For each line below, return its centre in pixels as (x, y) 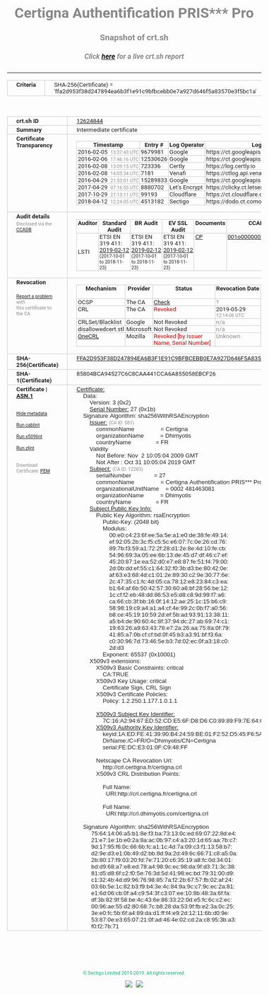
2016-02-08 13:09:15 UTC (108, 167)
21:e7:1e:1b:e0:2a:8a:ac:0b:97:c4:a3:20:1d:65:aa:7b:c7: (164, 840)
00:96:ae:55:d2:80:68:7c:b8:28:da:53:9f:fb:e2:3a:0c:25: (163, 906)
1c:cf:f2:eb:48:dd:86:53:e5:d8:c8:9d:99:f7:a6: (167, 594)
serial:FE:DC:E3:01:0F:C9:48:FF (145, 747)
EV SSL (178, 223)
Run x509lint (29, 436)
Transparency (35, 145)
